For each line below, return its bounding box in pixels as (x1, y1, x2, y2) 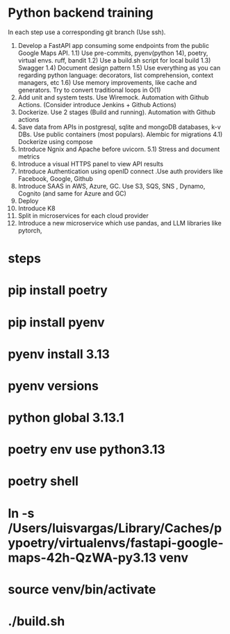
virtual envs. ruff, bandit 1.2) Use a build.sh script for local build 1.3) (17, 56, 211, 64)
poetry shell (8, 473, 79, 489)
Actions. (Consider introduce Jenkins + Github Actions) (17, 100, 176, 109)
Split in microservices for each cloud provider (17, 211, 149, 220)
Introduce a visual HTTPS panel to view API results (17, 159, 164, 168)
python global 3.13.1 (8, 410, 124, 426)
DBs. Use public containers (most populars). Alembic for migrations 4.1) (17, 130, 223, 138)
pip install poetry (8, 283, 108, 299)
